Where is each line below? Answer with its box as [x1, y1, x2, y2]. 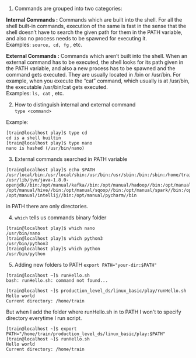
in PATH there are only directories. [6, 203, 89, 209]
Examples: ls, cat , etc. [6, 90, 64, 97]
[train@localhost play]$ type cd [6, 130, 87, 136]
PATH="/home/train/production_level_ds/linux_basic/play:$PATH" [6, 331, 166, 337]
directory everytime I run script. [6, 315, 82, 321]
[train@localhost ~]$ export [6, 326, 77, 332]
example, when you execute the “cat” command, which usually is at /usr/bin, [6, 77, 190, 84]
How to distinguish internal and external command [14, 101, 136, 108]
